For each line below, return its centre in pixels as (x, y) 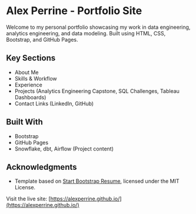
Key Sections (31, 58)
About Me (27, 72)
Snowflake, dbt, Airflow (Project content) (64, 149)
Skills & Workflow (36, 78)
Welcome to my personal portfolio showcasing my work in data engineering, (98, 27)
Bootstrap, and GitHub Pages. (42, 39)
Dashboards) (30, 97)
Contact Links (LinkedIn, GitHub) (54, 103)
